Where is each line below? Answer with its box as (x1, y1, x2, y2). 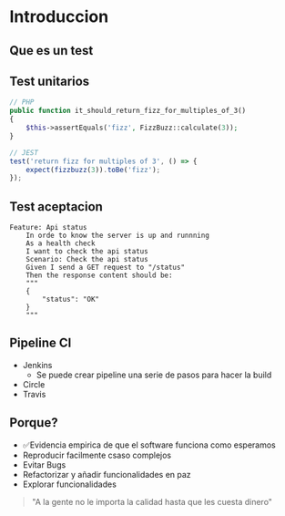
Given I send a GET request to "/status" (25, 263, 185, 273)
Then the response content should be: (25, 271, 173, 280)
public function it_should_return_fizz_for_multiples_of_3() (9, 107, 247, 116)
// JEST (9, 148, 39, 157)
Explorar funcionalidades (22, 479, 117, 490)
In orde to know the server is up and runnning (25, 231, 209, 241)
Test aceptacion (9, 199, 103, 214)
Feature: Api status (9, 223, 88, 232)
